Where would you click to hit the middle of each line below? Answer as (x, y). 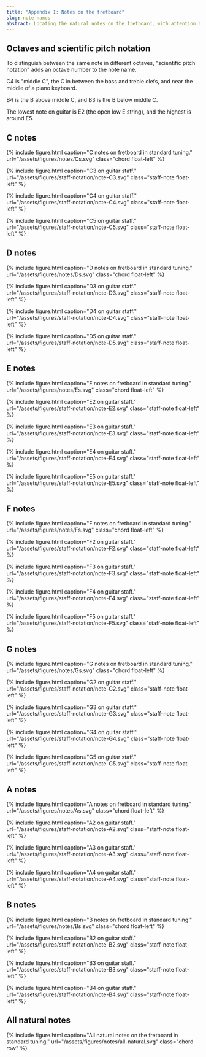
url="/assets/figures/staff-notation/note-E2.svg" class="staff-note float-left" (103, 408)
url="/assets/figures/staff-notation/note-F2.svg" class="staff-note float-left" (103, 548)
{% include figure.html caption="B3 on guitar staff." (71, 963)
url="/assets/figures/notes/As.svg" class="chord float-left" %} (85, 811)
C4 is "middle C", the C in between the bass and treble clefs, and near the (100, 82)
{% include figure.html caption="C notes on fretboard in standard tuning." (100, 152)
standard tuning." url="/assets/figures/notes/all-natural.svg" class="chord (100, 1042)
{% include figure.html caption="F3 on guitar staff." (71, 567)
